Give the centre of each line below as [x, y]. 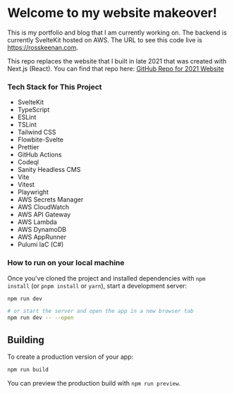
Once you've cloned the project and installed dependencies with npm [106, 278]
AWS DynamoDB [42, 230]
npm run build [28, 369]
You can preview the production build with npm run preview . [94, 383]
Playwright [33, 192]
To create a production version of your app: [70, 357]
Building [26, 340]
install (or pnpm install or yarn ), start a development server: [97, 285]
